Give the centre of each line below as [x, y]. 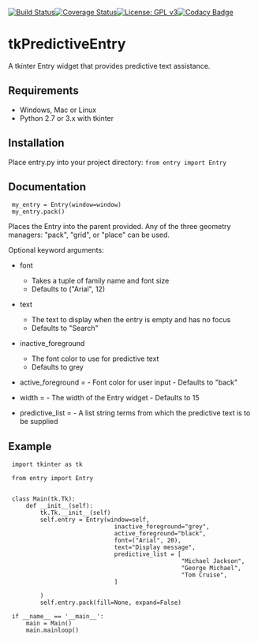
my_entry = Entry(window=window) [67, 205]
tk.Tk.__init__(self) [75, 513]
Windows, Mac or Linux [58, 110]
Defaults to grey [58, 367]
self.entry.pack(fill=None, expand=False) [110, 603]
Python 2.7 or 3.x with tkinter [67, 118]
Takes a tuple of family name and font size [100, 281]
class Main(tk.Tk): [44, 499]
